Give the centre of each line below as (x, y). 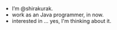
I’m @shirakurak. (32, 9)
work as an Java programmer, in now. (58, 15)
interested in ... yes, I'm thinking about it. (61, 21)
